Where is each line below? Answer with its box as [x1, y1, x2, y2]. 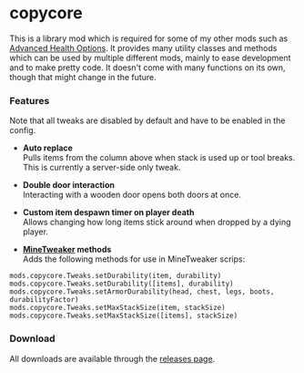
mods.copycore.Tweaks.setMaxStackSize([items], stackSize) [9, 311, 238, 321]
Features [9, 94, 50, 107]
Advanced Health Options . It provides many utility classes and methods [9, 42, 278, 53]
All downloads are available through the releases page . [9, 353, 216, 364]
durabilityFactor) [9, 295, 79, 305]
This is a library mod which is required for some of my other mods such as [9, 33, 289, 44]
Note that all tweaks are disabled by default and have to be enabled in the [9, 115, 286, 126]
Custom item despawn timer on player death [22, 207, 195, 218]
